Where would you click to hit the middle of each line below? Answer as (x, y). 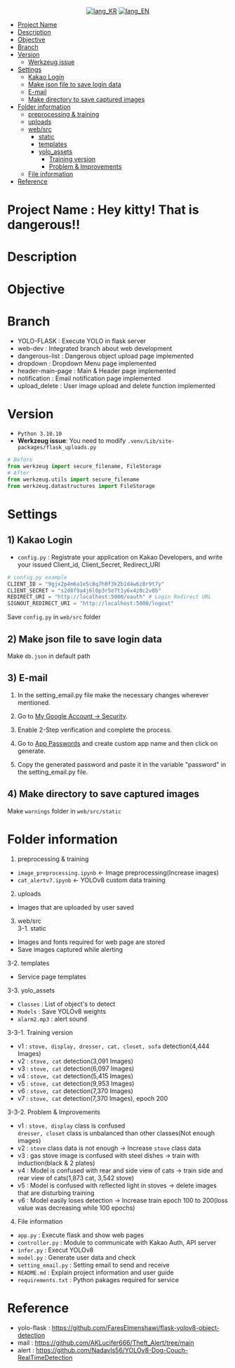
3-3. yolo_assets (31, 990)
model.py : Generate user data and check (76, 1257)
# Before (20, 460)
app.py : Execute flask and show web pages (81, 1235)
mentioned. (34, 702)
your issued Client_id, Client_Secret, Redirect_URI (89, 564)
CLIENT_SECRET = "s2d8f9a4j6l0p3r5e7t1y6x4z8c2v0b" (84, 591)
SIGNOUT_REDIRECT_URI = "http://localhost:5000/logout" (90, 604)
